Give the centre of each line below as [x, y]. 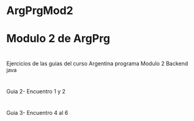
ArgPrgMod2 [40, 11]
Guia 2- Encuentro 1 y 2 [36, 91]
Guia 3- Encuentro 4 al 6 [37, 112]
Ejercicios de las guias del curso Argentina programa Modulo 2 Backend [97, 63]
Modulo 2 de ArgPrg [58, 39]
